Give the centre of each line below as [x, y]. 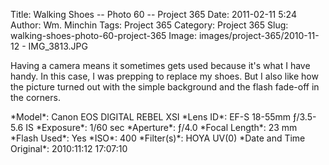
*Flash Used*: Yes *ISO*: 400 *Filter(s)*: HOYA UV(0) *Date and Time [158, 138]
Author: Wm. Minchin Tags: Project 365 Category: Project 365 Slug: [149, 25]
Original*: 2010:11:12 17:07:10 [69, 148]
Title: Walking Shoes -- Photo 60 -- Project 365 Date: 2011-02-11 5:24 [153, 14]
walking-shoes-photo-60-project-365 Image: [103, 35]
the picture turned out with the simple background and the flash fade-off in [165, 87]
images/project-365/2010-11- [259, 35]
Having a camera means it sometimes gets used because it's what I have [160, 65]
